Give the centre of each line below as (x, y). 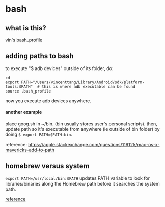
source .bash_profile (28, 91)
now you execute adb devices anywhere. (48, 101)
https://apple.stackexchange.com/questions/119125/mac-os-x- (94, 145)
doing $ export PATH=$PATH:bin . (39, 135)
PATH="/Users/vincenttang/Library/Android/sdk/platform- (83, 82)
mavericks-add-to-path (30, 150)
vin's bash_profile (24, 40)
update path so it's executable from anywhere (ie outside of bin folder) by (82, 129)
